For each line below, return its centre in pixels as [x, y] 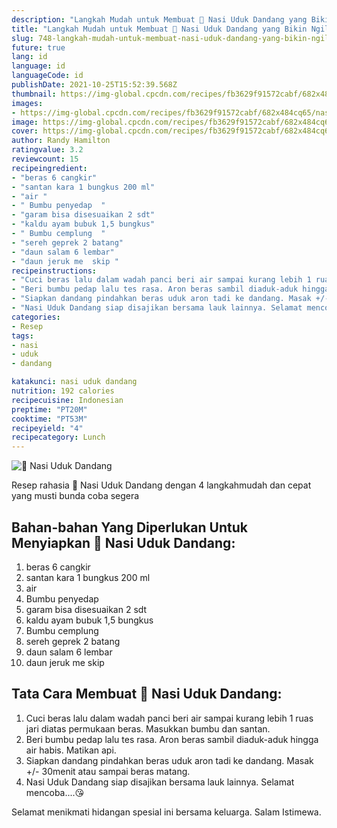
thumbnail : [34, 94]
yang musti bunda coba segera [75, 496]
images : [27, 103]
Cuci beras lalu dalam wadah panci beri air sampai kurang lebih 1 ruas [169, 718]
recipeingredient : [49, 168]
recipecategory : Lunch [58, 437]
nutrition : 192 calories [63, 391]
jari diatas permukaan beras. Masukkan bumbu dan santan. [148, 728]
